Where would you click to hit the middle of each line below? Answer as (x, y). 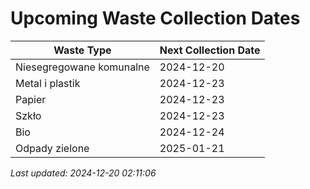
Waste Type (82, 50)
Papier (31, 99)
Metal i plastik (48, 83)
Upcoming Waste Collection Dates (155, 18)
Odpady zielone (52, 148)
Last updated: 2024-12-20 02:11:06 (83, 173)
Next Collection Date (210, 50)
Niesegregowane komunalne (82, 67)
